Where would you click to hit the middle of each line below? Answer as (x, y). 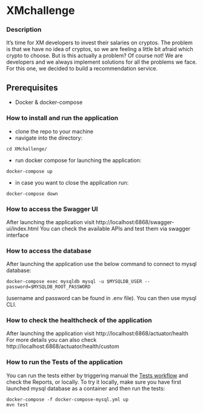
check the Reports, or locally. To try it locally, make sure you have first (94, 382)
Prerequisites (32, 88)
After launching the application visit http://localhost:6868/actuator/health (98, 333)
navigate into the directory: (49, 138)
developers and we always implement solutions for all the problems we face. (102, 62)
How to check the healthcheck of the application (79, 321)
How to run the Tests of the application (65, 362)
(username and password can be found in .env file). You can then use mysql (101, 298)
